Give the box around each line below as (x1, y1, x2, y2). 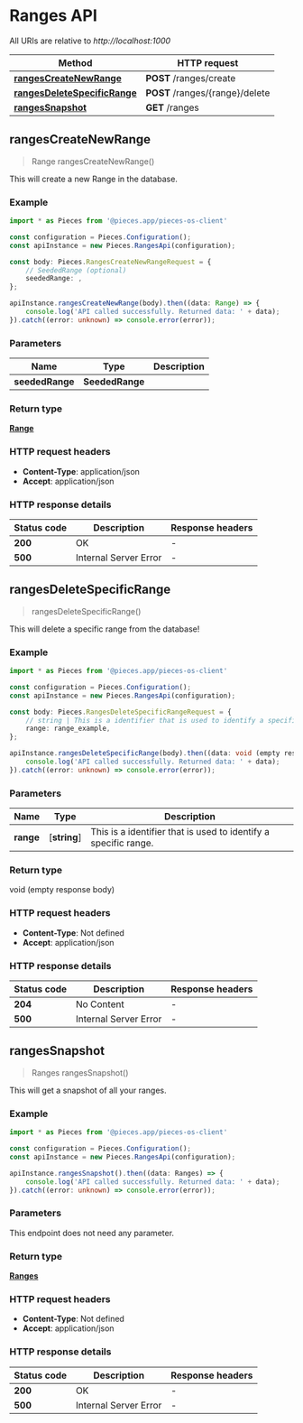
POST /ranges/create (145, 71, 236, 84)
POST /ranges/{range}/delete (145, 87, 271, 99)
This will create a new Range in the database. (9, 173, 179, 184)
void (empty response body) (9, 884, 115, 895)
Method (58, 56, 93, 69)
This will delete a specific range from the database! (9, 624, 200, 634)
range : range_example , (25, 724, 111, 734)
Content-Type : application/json (22, 466, 140, 476)
